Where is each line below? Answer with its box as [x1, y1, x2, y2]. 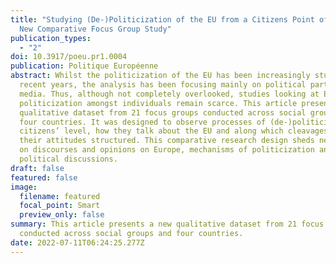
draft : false [10, 163, 65, 173]
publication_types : [10, 33, 92, 43]
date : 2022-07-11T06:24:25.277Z [10, 237, 145, 248]
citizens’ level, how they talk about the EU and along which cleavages [19, 126, 329, 136]
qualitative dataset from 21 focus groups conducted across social [19, 107, 307, 118]
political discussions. [19, 154, 118, 164]
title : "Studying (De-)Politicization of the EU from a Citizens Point [10, 14, 315, 25]
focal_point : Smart [19, 201, 101, 211]
